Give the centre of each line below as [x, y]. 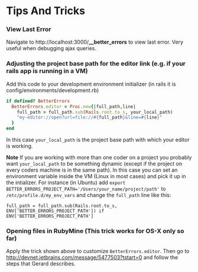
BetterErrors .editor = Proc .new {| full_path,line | [74, 106]
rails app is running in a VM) [47, 71]
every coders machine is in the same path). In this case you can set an [92, 170]
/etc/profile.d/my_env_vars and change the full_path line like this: [89, 195]
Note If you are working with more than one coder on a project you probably [99, 158]
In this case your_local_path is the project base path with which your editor [98, 140]
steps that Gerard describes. [41, 264]
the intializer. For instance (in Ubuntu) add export [66, 183]
